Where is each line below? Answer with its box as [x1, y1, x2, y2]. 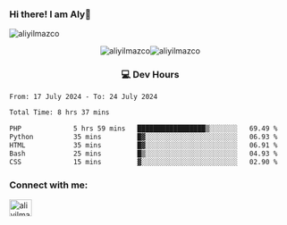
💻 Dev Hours [121, 69, 180, 81]
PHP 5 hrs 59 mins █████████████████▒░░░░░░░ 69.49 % [9, 124, 278, 133]
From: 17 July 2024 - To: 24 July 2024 [9, 92, 158, 101]
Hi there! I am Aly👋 [9, 8, 92, 21]
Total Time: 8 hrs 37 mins [9, 108, 110, 117]
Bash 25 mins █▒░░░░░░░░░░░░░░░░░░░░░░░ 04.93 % [9, 149, 278, 158]
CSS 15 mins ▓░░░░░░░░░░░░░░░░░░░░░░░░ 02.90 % [9, 157, 278, 166]
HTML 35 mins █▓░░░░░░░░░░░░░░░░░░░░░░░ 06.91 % [9, 141, 278, 150]
